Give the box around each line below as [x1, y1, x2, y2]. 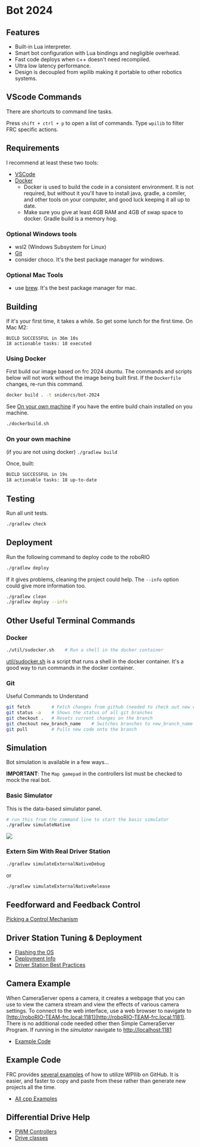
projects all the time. [6, 1083, 57, 1090]
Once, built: [6, 460, 35, 467]
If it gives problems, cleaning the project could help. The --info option [6, 576, 179, 583]
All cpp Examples [14, 1095, 58, 1102]
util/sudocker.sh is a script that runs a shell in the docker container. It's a [6, 657, 184, 665]
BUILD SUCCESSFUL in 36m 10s [6, 335, 79, 342]
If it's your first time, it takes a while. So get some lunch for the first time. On [6, 317, 193, 325]
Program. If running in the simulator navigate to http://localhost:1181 [6, 1026, 172, 1033]
